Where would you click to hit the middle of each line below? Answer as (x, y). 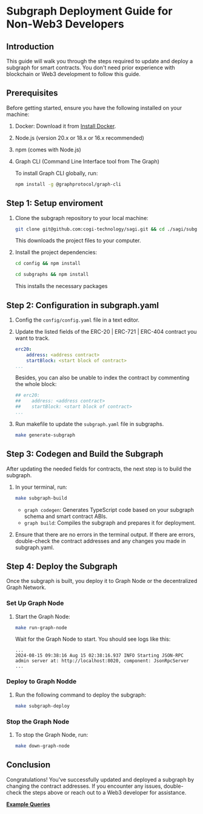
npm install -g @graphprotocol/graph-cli (68, 184)
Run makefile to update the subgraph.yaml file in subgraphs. (89, 424)
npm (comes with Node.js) (48, 150)
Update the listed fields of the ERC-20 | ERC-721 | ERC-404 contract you (106, 331)
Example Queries (28, 804)
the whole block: (36, 384)
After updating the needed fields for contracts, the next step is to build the (99, 469)
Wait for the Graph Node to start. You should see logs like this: (93, 639)
